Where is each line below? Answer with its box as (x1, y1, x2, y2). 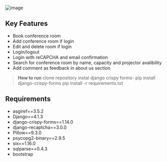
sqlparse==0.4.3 (12, 145, 48, 151)
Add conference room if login (12, 38, 75, 44)
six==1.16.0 (12, 140, 36, 146)
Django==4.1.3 (12, 114, 43, 120)
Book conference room (12, 33, 61, 39)
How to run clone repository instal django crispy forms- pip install (17, 75, 156, 81)
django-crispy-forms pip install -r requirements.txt (17, 80, 123, 86)
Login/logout (12, 48, 40, 55)
